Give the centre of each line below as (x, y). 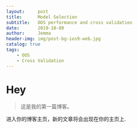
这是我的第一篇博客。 (46, 107)
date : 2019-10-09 (35, 28)
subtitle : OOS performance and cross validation (69, 22)
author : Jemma (28, 33)
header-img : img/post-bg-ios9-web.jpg (53, 39)
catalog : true (23, 45)
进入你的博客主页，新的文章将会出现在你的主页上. (66, 119)
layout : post (27, 11)
